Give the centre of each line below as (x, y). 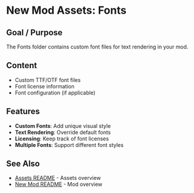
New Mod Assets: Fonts (66, 10)
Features (23, 111)
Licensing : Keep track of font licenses (62, 139)
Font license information (44, 86)
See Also (23, 164)
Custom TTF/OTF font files (48, 80)
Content (22, 65)
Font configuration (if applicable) (55, 93)
